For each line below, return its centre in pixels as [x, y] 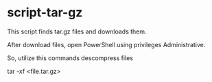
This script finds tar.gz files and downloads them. [77, 31]
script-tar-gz [45, 13]
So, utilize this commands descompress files [70, 58]
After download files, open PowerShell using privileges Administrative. [106, 44]
